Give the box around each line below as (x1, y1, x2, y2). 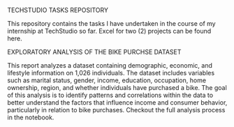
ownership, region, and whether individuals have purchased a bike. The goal (7, 84, 227, 91)
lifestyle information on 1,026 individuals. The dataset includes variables (7, 69, 215, 77)
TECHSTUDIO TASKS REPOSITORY (7, 6, 108, 14)
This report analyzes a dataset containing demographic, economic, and (7, 61, 213, 69)
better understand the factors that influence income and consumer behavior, (7, 98, 228, 107)
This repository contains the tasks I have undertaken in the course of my (7, 20, 216, 27)
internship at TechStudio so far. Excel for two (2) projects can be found (7, 27, 212, 35)
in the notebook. (7, 113, 54, 121)
